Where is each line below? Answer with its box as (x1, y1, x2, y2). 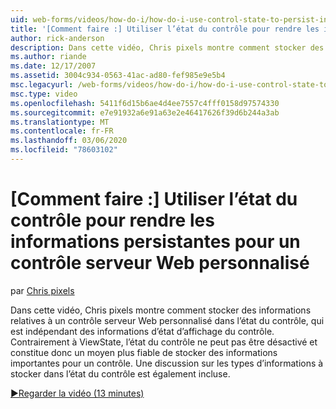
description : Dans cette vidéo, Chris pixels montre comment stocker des (10, 42, 325, 53)
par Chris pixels (10, 284, 75, 296)
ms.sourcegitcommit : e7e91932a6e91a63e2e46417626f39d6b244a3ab (10, 107, 280, 118)
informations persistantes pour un (10, 231, 301, 253)
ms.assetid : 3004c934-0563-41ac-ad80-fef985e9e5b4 (10, 71, 226, 81)
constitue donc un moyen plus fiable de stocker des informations (10, 346, 278, 358)
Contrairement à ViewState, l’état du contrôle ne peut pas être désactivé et (10, 336, 318, 348)
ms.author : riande (10, 52, 87, 62)
